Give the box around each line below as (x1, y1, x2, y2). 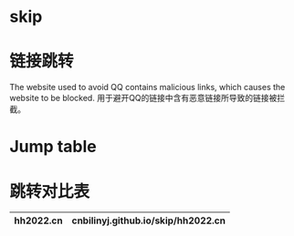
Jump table (9, 137, 98, 157)
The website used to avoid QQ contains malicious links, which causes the (9, 82, 286, 93)
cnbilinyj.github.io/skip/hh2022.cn (71, 214, 226, 227)
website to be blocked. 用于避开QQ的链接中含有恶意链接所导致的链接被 (9, 93, 278, 104)
